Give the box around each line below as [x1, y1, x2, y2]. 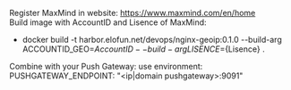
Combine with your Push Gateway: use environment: [9, 61, 203, 71]
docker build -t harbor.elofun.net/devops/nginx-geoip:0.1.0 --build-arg [21, 35, 282, 45]
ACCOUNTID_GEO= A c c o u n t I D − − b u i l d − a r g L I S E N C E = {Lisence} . [21, 44, 266, 54]
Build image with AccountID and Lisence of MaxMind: [9, 17, 208, 28]
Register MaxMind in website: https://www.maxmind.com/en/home [9, 8, 256, 18]
